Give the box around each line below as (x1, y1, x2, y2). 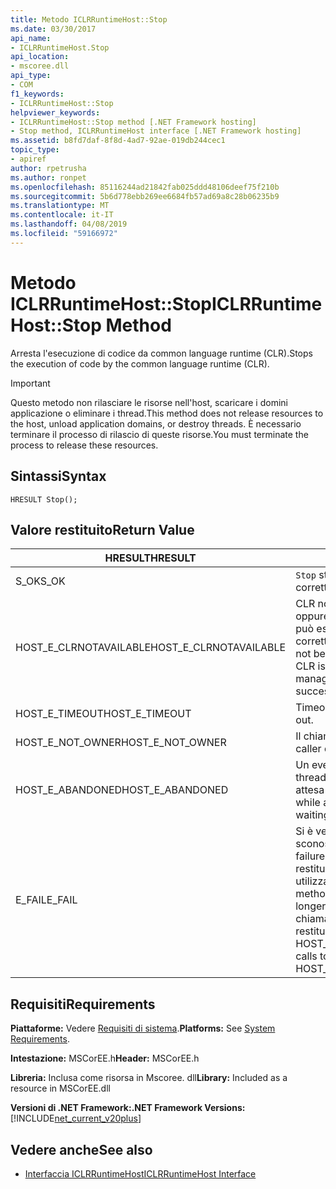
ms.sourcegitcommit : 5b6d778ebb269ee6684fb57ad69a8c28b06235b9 (10, 191, 280, 201)
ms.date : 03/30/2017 (10, 24, 97, 34)
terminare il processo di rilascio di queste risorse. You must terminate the (10, 428, 309, 440)
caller (295, 742, 322, 756)
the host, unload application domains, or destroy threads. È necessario (10, 417, 302, 430)
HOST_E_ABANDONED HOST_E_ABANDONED (15, 783, 229, 797)
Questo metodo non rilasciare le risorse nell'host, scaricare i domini (10, 396, 288, 408)
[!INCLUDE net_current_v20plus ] (10, 1112, 142, 1125)
